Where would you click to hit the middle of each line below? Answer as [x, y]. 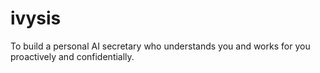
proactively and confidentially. [72, 56]
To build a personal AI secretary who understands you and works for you [160, 46]
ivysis [36, 18]
